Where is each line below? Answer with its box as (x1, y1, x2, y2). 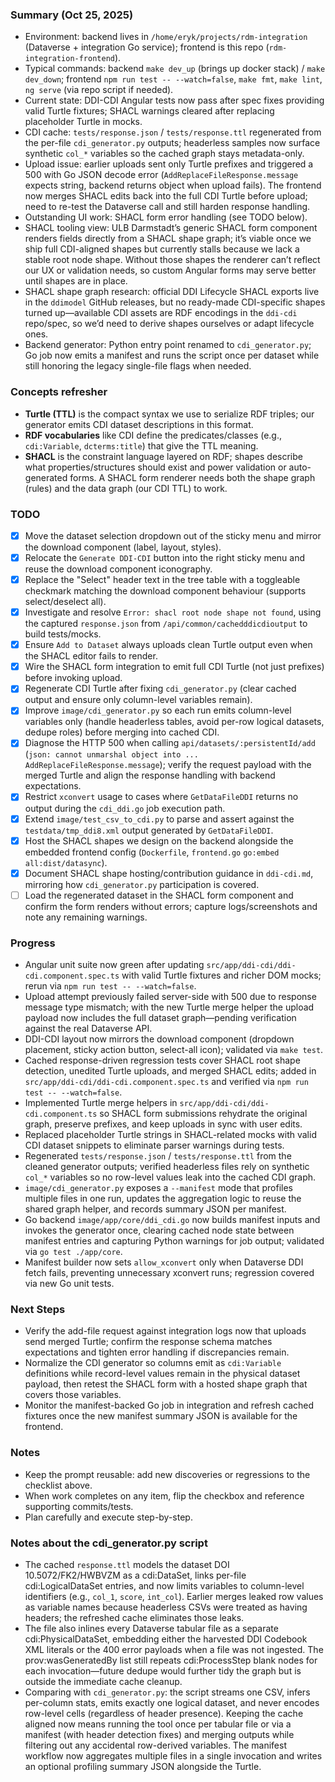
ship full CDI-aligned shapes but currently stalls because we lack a (24, 243, 300, 255)
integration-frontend (24, 54, 115, 64)
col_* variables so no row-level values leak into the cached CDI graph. (24, 1171, 317, 1183)
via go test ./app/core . (24, 1246, 123, 1258)
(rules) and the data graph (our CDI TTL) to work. (24, 482, 228, 494)
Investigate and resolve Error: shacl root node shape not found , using (24, 606, 322, 618)
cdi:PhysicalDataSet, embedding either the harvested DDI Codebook (24, 1633, 308, 1645)
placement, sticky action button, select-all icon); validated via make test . (24, 1044, 324, 1056)
